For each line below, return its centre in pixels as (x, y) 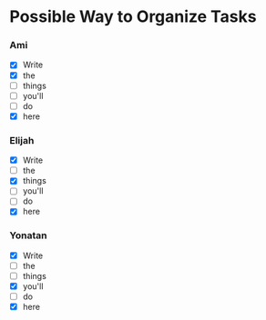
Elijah (22, 140)
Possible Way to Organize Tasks (133, 17)
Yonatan (28, 235)
